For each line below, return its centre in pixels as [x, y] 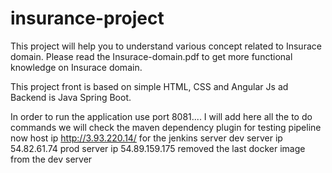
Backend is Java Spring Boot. [71, 97]
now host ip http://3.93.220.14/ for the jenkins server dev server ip [146, 138]
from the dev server [51, 159]
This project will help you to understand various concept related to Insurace [166, 46]
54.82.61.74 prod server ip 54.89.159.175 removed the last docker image [158, 148]
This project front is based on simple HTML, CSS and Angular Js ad [149, 86]
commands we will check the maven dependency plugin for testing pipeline [166, 127]
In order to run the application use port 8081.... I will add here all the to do [161, 116]
